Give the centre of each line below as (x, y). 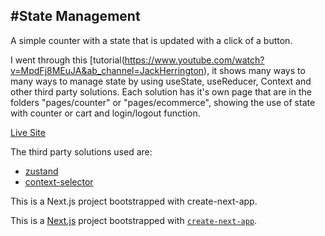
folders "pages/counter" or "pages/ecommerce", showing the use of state (163, 102)
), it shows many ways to (254, 70)
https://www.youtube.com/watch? (194, 60)
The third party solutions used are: (81, 151)
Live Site (28, 132)
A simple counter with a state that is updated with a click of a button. (151, 40)
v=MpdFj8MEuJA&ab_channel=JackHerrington (107, 70)
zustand (41, 171)
